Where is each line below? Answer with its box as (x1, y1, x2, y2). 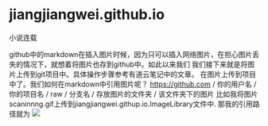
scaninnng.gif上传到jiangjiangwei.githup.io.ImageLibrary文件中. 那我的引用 (9, 99, 253, 109)
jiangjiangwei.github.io (9, 6, 165, 24)
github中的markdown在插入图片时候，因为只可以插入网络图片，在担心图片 (9, 49, 253, 59)
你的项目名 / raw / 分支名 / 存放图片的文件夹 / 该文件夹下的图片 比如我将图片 (9, 89, 258, 98)
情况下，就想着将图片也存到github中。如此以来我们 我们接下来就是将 (22, 59, 248, 69)
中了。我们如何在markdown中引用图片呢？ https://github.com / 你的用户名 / (9, 79, 257, 89)
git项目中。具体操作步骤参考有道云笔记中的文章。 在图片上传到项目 (36, 69, 257, 78)
